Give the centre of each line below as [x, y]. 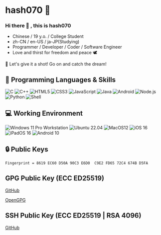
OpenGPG [15, 200]
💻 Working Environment [44, 113]
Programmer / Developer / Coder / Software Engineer [67, 47]
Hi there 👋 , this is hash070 [38, 26]
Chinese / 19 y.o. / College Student [48, 36]
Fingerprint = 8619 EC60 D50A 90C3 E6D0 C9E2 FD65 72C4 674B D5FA [77, 163]
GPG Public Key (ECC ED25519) [55, 178]
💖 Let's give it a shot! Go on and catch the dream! [56, 64]
